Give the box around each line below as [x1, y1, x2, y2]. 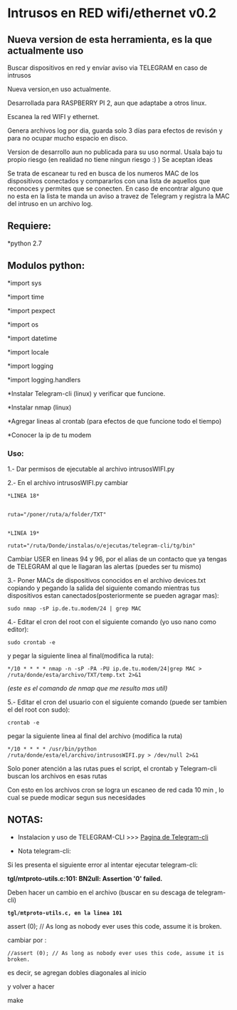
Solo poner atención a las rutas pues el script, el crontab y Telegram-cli [7, 764, 217, 772]
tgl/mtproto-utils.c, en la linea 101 [7, 909, 122, 917]
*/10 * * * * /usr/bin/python [7, 745, 98, 753]
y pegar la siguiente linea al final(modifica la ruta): [7, 651, 154, 660]
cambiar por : [7, 936, 47, 944]
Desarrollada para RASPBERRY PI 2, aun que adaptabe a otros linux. [7, 98, 207, 107]
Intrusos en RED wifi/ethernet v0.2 [7, 5, 217, 21]
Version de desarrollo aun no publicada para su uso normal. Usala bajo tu [7, 148, 223, 156]
